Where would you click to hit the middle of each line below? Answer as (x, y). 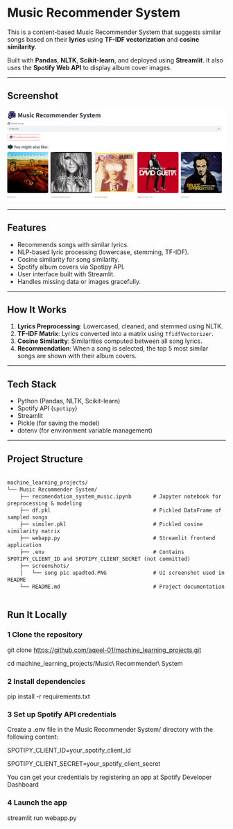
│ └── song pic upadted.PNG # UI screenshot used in (122, 573)
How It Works (37, 310)
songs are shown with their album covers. (77, 356)
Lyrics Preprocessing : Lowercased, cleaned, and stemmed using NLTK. (120, 326)
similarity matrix (34, 531)
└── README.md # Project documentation (122, 587)
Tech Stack (32, 384)
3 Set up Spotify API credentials (62, 714)
